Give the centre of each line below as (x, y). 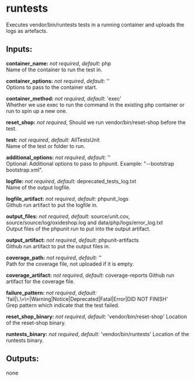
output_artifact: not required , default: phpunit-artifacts (72, 240)
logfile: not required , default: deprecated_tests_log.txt (71, 181)
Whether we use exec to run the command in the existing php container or (95, 105)
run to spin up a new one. (37, 111)
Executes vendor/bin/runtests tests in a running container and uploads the (95, 25)
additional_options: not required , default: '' (58, 157)
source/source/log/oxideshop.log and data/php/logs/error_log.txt (85, 222)
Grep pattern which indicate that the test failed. (63, 305)
